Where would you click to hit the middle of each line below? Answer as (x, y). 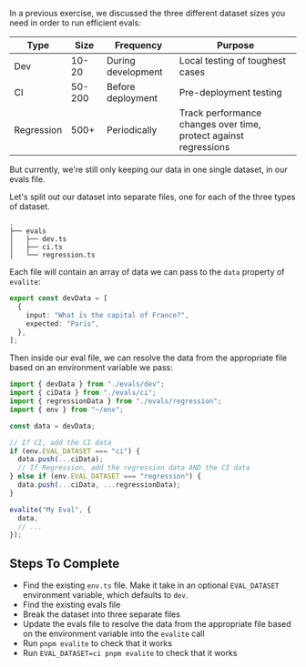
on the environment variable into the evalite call (113, 634)
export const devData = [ (58, 298)
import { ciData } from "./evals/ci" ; (83, 393)
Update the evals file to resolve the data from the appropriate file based (157, 624)
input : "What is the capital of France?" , (107, 315)
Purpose (236, 45)
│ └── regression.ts (52, 255)
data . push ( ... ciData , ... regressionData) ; (99, 485)
